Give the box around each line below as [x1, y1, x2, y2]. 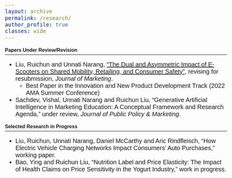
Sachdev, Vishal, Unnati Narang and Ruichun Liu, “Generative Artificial [15, 96, 207, 104]
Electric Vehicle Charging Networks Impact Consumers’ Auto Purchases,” [15, 144, 215, 151]
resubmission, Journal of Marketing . [15, 74, 113, 82]
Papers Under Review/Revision [5, 47, 77, 53]
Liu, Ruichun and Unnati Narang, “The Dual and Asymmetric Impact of [15, 61, 207, 68]
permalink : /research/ [5, 15, 72, 22]
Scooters [15, 68, 40, 75]
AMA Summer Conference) [26, 89, 100, 96]
